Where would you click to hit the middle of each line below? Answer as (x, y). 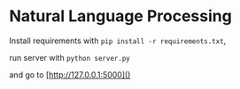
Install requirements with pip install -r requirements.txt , (118, 41)
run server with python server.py (70, 57)
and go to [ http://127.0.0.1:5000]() (70, 74)
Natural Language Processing (120, 16)
